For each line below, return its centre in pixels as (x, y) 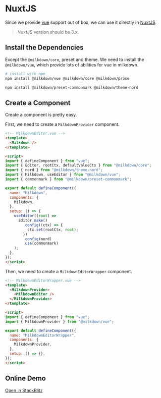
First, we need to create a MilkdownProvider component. (62, 124)
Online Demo (26, 378)
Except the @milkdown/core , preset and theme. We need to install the (75, 59)
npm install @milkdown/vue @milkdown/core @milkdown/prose (67, 78)
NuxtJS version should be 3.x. (48, 32)
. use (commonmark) (41, 243)
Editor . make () (33, 221)
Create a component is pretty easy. (41, 115)
